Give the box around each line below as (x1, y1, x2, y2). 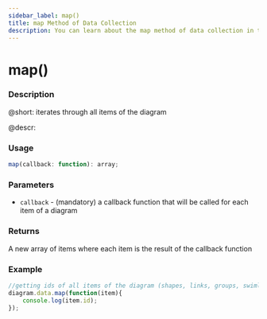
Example (8, 263, 43, 274)
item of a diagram (19, 206, 78, 216)
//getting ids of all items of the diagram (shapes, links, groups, (8, 282, 240, 290)
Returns (8, 226, 40, 237)
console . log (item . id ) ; (22, 296, 98, 305)
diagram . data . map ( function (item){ (8, 289, 123, 297)
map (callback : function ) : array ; (8, 161, 119, 169)
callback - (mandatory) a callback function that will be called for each (19, 197, 249, 207)
